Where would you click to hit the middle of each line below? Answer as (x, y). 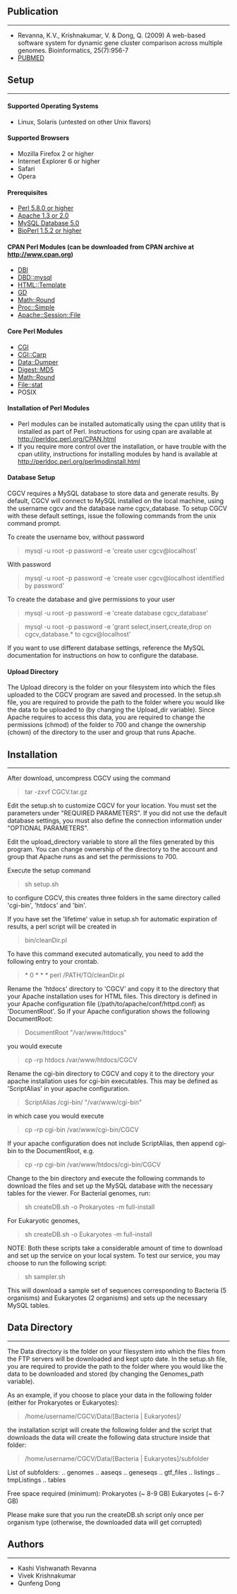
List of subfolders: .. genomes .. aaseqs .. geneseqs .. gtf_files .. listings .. (114, 1472)
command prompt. (34, 524)
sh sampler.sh (45, 1277)
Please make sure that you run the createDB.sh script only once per (106, 1514)
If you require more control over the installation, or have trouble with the (122, 446)
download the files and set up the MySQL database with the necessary (110, 1186)
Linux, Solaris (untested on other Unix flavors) (84, 122)
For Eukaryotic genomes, (44, 1221)
